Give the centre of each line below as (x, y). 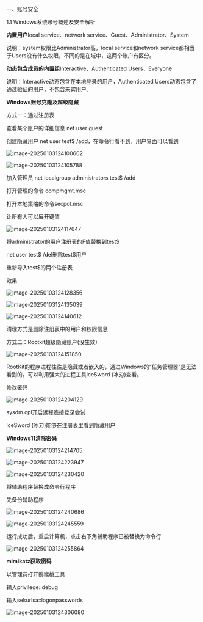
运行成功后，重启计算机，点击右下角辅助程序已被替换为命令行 (84, 536)
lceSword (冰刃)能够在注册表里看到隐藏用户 (61, 425)
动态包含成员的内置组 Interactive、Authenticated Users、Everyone (89, 68)
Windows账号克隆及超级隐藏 (43, 102)
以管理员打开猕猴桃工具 (36, 574)
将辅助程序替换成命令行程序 (41, 487)
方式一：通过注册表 (30, 115)
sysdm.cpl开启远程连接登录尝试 (46, 412)
